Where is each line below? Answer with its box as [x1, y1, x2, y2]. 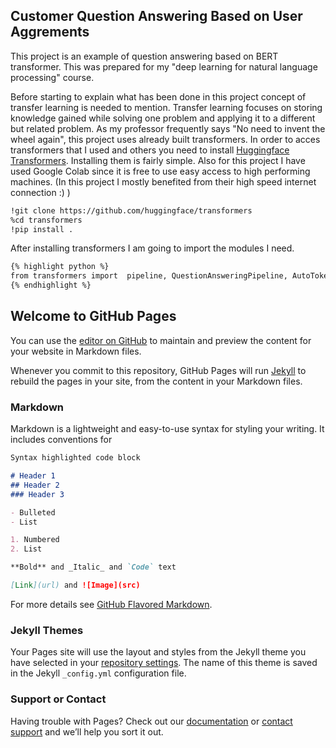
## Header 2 [10, 480, 60, 490]
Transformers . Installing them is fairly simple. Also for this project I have [10, 154, 306, 166]
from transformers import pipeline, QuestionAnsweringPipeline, [10, 271, 288, 281]
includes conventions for [10, 434, 113, 446]
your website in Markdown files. [10, 345, 142, 357]
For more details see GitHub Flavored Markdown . [10, 598, 213, 610]
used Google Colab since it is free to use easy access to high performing [10, 165, 311, 177]
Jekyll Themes [10, 623, 84, 637]
